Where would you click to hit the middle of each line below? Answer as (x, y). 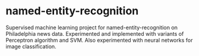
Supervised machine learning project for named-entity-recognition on (92, 27)
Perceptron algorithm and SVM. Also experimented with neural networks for (99, 40)
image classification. (31, 46)
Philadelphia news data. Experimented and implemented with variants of (95, 33)
